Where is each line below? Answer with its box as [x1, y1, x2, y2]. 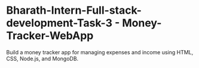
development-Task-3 [6, 16, 112, 30]
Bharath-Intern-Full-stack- [6, 4, 142, 17]
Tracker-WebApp [6, 29, 94, 42]
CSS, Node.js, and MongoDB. [6, 55, 79, 62]
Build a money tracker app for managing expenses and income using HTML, [6, 48, 194, 55]
